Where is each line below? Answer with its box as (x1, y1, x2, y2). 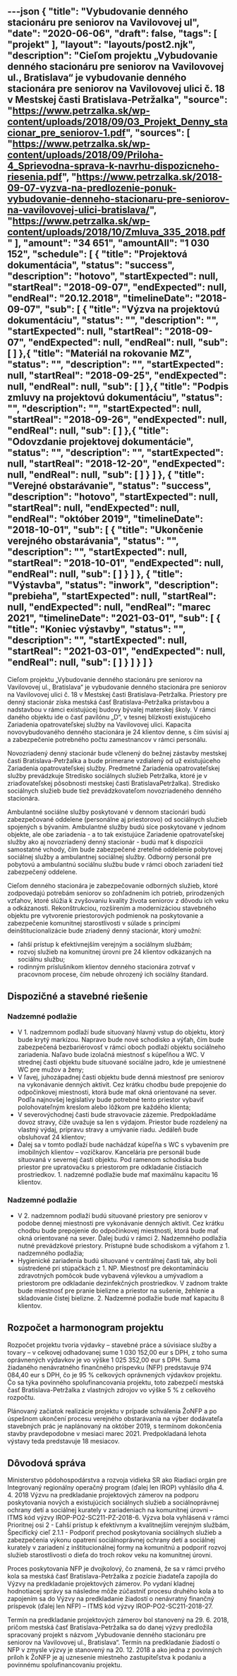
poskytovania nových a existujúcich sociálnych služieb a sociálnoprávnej (7, 1498, 219, 1507)
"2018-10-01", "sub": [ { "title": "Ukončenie (7, 524, 203, 536)
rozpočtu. (7, 1393, 35, 1401)
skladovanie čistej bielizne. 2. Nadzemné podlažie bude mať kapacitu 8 (17, 1293, 224, 1302)
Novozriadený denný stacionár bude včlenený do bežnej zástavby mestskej (7, 748, 227, 758)
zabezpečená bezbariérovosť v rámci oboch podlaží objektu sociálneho (17, 1043, 226, 1051)
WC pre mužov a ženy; (17, 1065, 85, 1074)
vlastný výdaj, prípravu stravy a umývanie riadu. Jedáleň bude (17, 1125, 199, 1134)
